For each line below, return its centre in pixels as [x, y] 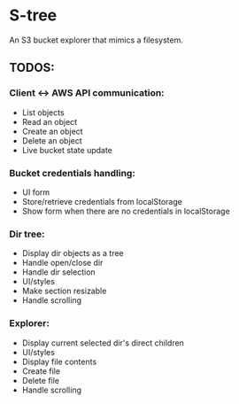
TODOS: [32, 68]
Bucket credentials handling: [72, 173]
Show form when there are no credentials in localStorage [126, 211]
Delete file [41, 380]
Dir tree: [27, 234]
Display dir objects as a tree [73, 253]
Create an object [52, 131]
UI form [36, 192]
